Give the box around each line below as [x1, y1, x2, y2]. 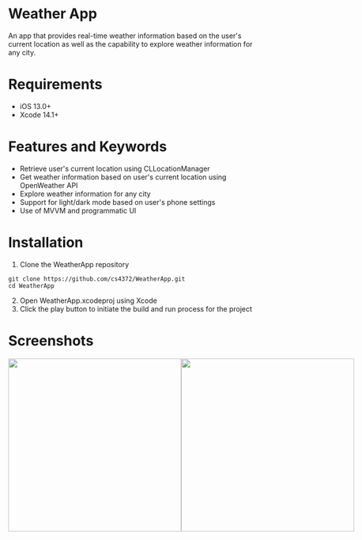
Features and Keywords [8, 138, 168, 156]
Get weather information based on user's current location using [19, 172, 227, 182]
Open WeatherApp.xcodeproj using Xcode [19, 296, 158, 305]
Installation [8, 234, 84, 251]
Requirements [8, 76, 103, 93]
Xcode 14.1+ [19, 110, 59, 119]
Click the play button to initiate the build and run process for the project [19, 304, 253, 313]
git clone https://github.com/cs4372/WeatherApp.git [8, 274, 186, 283]
